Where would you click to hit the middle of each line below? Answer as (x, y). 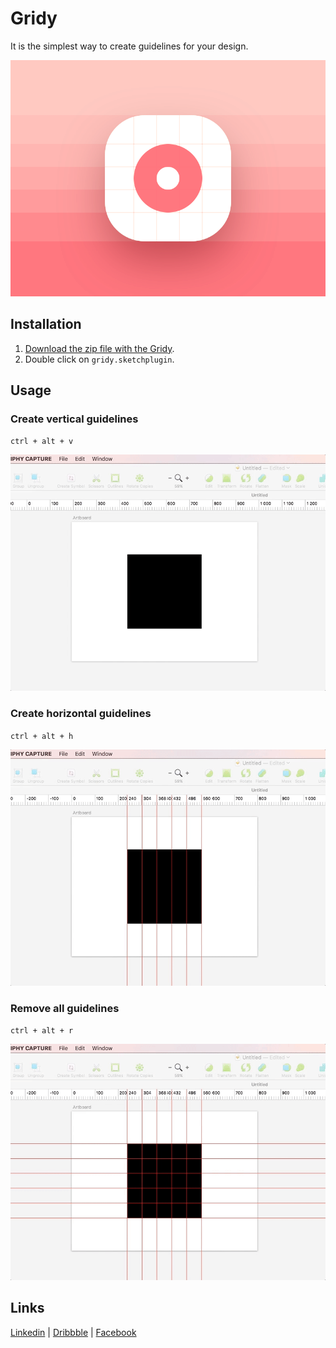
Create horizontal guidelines (81, 714)
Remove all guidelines (65, 1008)
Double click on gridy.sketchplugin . (99, 359)
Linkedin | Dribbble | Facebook (73, 1332)
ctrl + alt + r (42, 1031)
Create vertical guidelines (74, 419)
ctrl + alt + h (42, 736)
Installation (46, 324)
